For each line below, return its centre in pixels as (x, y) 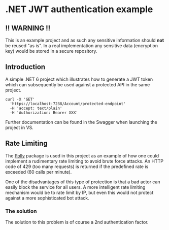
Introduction (25, 67)
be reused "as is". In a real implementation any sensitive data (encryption (82, 46)
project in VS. (20, 127)
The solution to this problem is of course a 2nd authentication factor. (77, 222)
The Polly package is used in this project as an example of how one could (82, 155)
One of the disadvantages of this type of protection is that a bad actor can (83, 182)
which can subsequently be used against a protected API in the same (78, 84)
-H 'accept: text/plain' (36, 108)
